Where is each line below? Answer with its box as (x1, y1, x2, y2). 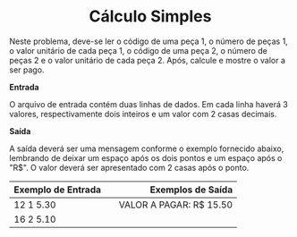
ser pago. (9, 64, 45, 75)
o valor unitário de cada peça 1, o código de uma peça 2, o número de (9, 45, 268, 55)
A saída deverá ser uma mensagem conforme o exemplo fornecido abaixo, (9, 143, 284, 154)
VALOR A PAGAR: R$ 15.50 (118, 199, 233, 211)
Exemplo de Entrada (13, 183, 101, 196)
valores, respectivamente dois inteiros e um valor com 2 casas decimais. (9, 108, 277, 119)
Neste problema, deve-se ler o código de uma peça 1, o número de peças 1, (9, 36, 288, 47)
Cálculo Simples (89, 6, 212, 27)
